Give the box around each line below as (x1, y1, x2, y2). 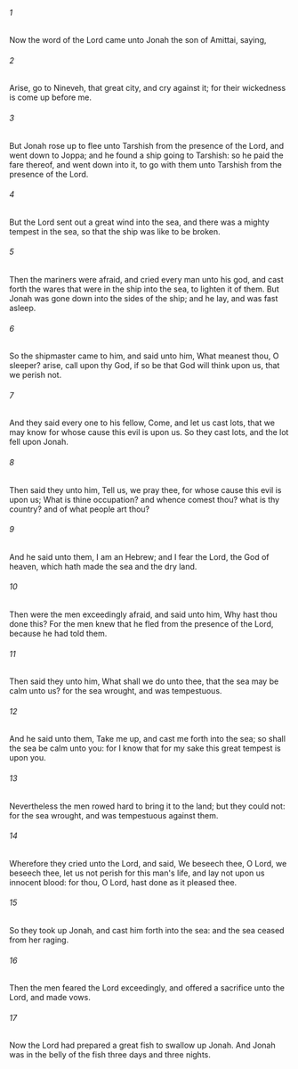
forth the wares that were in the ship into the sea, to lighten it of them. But (9, 284, 279, 294)
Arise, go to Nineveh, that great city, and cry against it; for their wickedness (9, 83, 286, 94)
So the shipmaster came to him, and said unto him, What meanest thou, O (9, 350, 279, 361)
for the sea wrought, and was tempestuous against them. (9, 810, 219, 820)
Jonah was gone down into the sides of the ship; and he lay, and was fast (9, 293, 278, 304)
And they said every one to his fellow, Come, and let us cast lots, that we (9, 417, 276, 428)
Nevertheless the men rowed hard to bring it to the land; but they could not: (9, 801, 286, 811)
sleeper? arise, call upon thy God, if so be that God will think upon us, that (9, 360, 280, 371)
